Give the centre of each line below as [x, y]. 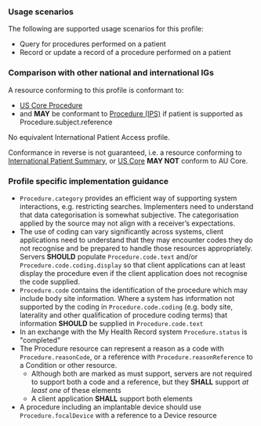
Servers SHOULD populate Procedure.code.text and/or [109, 256]
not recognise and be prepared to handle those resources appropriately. [136, 248]
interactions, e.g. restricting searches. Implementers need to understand [136, 206]
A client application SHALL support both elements [112, 398]
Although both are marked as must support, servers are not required [141, 373]
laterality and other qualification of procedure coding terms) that [123, 315]
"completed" [40, 340]
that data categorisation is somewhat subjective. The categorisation [129, 215]
